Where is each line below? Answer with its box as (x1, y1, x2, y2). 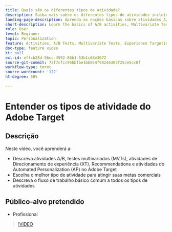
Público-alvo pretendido (5, 198, 84, 206)
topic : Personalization (5, 36, 56, 41)
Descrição (5, 132, 39, 141)
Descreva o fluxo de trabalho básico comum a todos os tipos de (12, 177, 148, 183)
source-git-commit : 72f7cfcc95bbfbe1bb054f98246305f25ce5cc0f (5, 60, 141, 65)
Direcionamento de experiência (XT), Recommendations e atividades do (12, 161, 165, 167)
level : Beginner (5, 31, 40, 36)
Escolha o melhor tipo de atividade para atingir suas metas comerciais (12, 172, 161, 178)
